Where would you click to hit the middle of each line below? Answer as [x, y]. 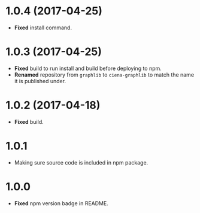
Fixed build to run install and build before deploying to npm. [88, 68]
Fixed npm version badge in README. [61, 203]
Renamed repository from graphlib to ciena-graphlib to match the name [104, 74]
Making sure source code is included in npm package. [81, 162]
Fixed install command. [43, 28]
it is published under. [40, 81]
